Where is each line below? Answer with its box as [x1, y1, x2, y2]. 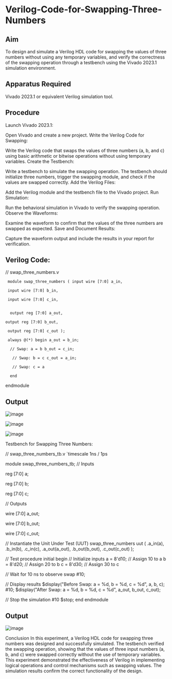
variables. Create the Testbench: [5, 158, 74, 164]
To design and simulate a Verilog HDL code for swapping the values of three [5, 49, 167, 54]
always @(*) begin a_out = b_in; [7, 337, 80, 343]
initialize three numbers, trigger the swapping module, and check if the [5, 174, 155, 180]
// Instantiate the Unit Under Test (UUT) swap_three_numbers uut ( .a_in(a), [5, 540, 164, 546]
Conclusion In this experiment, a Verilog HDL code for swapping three [5, 635, 153, 642]
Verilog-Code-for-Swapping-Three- [5, 4, 162, 15]
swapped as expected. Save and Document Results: [5, 225, 116, 232]
